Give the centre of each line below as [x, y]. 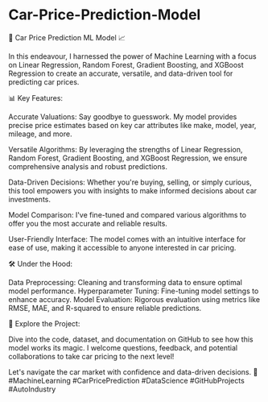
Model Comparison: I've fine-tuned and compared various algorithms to [128, 214]
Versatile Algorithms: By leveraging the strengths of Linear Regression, [126, 149]
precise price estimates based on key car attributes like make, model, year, [132, 125]
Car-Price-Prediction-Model [105, 15]
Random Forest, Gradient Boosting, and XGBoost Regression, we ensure [128, 158]
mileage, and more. [40, 134]
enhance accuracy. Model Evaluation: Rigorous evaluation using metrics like [134, 299]
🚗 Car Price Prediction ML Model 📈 [67, 37]
